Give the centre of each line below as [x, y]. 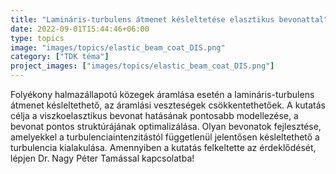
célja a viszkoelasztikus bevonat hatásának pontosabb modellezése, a [154, 115]
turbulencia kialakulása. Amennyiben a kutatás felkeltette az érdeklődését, [163, 147]
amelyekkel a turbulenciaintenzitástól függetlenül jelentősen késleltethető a [165, 137]
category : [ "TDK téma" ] [60, 57]
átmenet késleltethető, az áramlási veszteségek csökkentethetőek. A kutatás [168, 105]
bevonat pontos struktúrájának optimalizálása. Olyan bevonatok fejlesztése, [166, 126]
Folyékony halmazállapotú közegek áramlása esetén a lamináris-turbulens [162, 94]
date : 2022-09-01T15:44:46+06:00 [80, 29]
